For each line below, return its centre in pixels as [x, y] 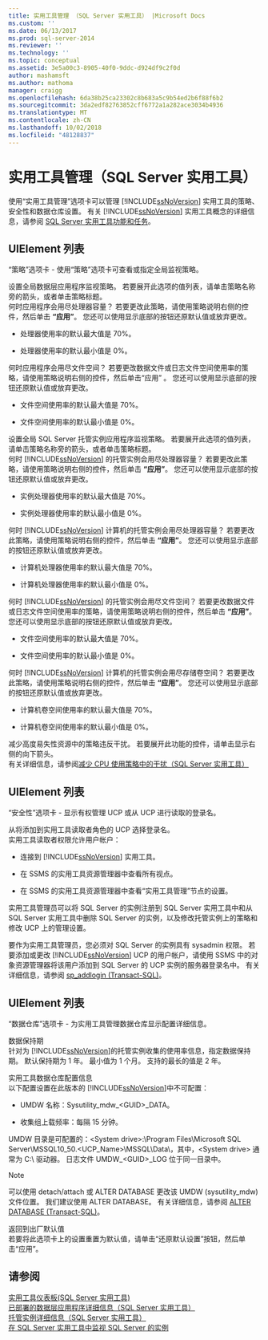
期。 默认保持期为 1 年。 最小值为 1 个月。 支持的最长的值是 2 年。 [117, 1061]
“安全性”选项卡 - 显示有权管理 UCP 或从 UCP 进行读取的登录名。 [114, 813]
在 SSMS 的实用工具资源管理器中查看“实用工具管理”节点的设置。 [126, 891]
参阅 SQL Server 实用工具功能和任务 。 [92, 221]
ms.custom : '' [32, 23]
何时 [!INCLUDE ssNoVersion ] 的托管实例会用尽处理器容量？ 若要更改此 [125, 459]
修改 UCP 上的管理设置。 [49, 928]
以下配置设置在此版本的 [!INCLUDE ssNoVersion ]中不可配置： [109, 1088]
